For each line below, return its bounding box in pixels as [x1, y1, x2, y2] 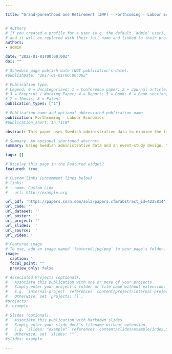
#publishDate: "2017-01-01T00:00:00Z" [5, 73, 88, 78]
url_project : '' [5, 218, 40, 223]
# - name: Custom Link [5, 185, 54, 190]
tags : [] [5, 152, 24, 158]
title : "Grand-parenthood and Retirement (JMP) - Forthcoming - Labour [5, 12, 161, 17]
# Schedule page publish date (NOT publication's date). [5, 68, 130, 73]
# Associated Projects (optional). [5, 275, 81, 280]
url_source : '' [5, 227, 38, 233]
